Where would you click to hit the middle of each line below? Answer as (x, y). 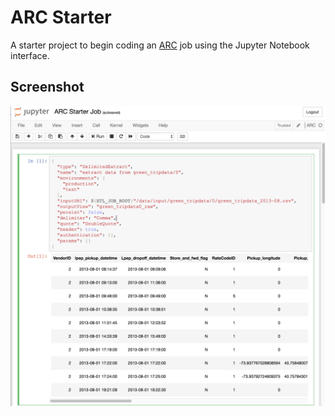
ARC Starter (61, 17)
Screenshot (47, 87)
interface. (30, 55)
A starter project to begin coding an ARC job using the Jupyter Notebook (160, 45)
